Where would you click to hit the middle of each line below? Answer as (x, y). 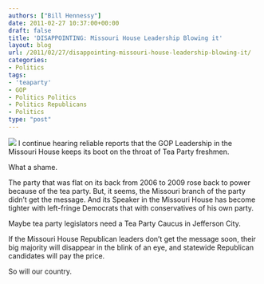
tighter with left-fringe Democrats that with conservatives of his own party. (131, 207)
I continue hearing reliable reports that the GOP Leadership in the (125, 143)
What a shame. (33, 167)
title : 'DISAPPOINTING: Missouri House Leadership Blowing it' (116, 38)
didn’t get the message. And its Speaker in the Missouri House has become (132, 199)
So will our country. (40, 271)
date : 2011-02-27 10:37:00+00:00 (64, 23)
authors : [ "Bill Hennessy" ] (55, 16)
